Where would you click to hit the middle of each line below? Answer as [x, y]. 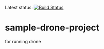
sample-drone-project [52, 28]
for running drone [23, 41]
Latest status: [19, 8]
